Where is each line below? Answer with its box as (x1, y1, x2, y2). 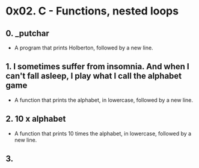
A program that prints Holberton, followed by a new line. (14, 44, 154, 51)
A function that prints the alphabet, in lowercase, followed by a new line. (14, 96, 194, 104)
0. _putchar (5, 28, 49, 39)
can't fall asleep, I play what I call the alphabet (5, 71, 182, 81)
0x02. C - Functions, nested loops (5, 4, 179, 18)
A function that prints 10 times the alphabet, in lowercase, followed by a (14, 129, 192, 137)
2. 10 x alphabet (5, 114, 66, 124)
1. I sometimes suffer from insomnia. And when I (5, 61, 190, 72)
